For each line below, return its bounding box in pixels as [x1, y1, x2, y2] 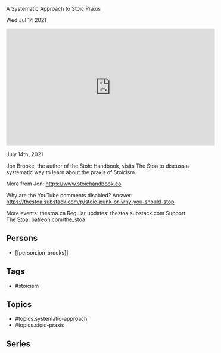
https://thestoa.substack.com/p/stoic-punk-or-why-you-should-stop [6, 198, 175, 205]
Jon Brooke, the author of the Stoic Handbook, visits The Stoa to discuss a [6, 162, 189, 169]
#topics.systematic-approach [14, 315, 88, 323]
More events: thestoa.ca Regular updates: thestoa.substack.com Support [6, 210, 186, 216]
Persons [6, 233, 38, 243]
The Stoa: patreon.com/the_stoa [6, 216, 85, 223]
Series [6, 339, 31, 349]
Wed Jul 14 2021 [6, 17, 46, 23]
